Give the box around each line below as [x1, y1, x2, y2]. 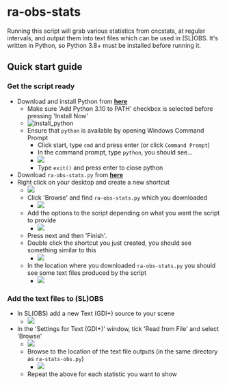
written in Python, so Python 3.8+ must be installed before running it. [7, 41, 202, 49]
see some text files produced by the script [27, 268, 147, 277]
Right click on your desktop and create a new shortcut [16, 178, 170, 186]
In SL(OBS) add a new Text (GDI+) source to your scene [16, 309, 175, 317]
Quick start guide [7, 61, 83, 72]
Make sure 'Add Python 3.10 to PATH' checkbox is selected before [27, 104, 213, 113]
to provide [27, 216, 57, 224]
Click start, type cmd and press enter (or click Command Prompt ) [37, 141, 211, 149]
